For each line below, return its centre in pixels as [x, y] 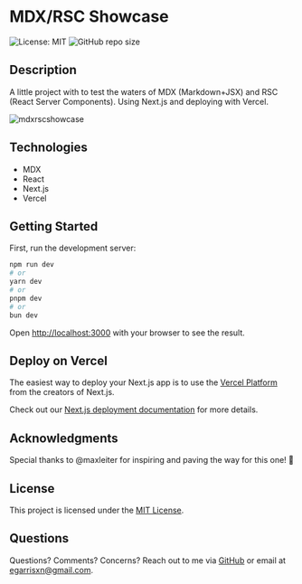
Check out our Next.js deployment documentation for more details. [134, 410]
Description [43, 70]
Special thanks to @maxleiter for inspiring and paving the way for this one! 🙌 [151, 460]
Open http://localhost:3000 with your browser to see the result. [127, 333]
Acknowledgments [64, 438]
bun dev [24, 315]
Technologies [49, 148]
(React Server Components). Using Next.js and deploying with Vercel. [139, 101]
